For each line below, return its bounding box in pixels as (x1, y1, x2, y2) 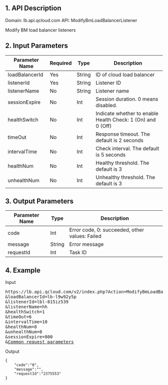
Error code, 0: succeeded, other (69, 226, 144, 233)
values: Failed (69, 233, 101, 240)
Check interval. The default (95, 145, 159, 152)
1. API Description (5, 4, 61, 13)
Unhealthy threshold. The (95, 174, 155, 181)
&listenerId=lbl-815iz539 (5, 299, 69, 305)
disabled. (95, 102, 117, 109)
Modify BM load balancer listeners (5, 27, 76, 33)
